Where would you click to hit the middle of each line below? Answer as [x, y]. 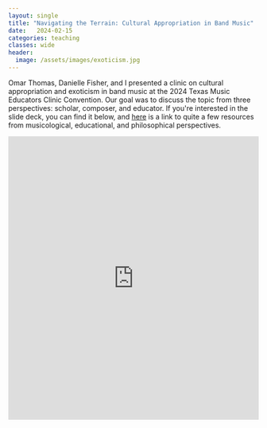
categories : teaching [44, 38]
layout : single [33, 16]
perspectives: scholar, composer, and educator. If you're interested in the [128, 108]
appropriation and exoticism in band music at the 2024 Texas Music [119, 91]
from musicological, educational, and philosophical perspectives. [114, 125]
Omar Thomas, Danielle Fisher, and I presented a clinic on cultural [116, 82]
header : [21, 53]
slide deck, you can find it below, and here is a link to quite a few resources [131, 116]
